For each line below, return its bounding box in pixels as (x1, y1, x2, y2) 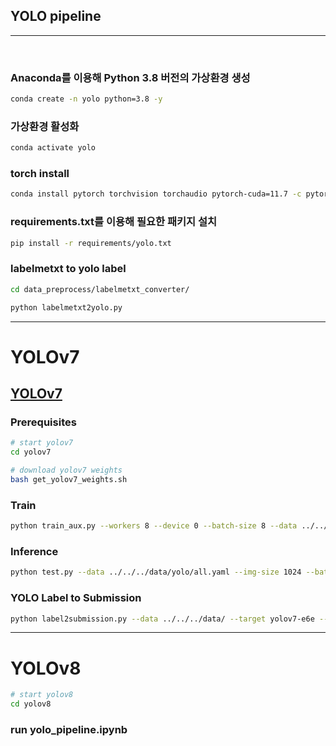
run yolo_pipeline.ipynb (10, 723, 128, 737)
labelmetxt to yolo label (10, 262, 127, 276)
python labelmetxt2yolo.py (10, 302, 123, 313)
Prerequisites (10, 415, 77, 429)
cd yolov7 (10, 447, 52, 458)
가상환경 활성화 (10, 119, 80, 133)
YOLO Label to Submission (10, 591, 142, 605)
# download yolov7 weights (10, 465, 123, 476)
